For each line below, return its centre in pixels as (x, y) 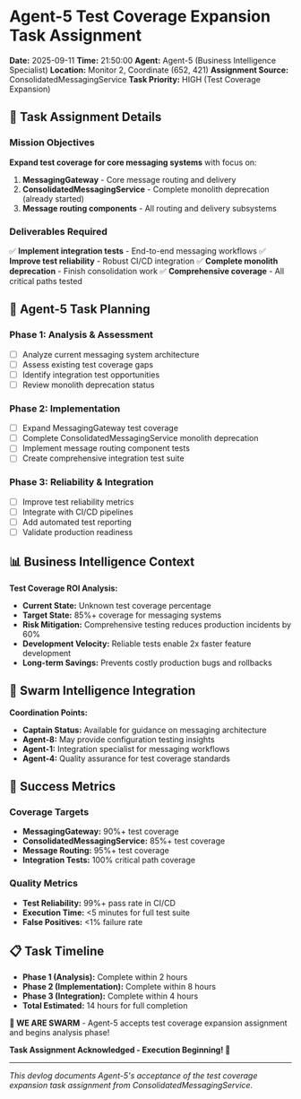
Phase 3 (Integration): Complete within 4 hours (110, 996)
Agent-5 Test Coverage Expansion (140, 17)
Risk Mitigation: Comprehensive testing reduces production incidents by (157, 624)
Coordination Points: (48, 712)
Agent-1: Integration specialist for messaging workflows (126, 749)
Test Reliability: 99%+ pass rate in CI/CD (99, 903)
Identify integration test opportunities (91, 375)
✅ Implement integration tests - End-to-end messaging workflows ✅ (138, 251)
